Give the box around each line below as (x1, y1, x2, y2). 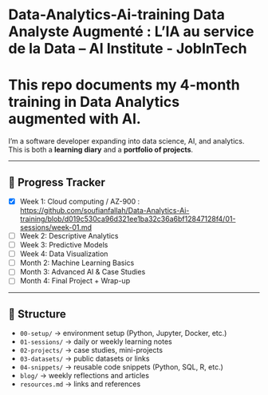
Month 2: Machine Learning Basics (19, 258, 135, 268)
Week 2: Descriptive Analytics (19, 231, 119, 240)
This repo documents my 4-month (8, 76, 241, 94)
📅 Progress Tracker (8, 176, 106, 189)
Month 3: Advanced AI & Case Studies (19, 267, 146, 277)
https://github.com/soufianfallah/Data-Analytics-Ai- (19, 206, 190, 215)
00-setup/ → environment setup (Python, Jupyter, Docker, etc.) (19, 329, 227, 338)
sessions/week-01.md (19, 223, 93, 232)
